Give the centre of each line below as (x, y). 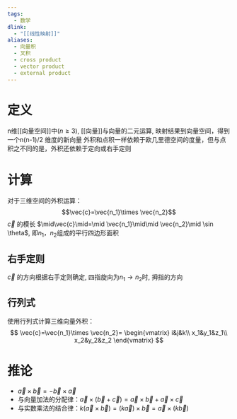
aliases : (20, 40)
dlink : (17, 27)
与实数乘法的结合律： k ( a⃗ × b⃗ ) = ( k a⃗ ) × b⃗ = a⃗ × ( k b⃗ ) (103, 408)
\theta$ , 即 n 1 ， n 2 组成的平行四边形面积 (63, 234)
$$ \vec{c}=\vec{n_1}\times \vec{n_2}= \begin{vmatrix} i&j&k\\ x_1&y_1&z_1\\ (119, 332)
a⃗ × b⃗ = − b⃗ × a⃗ (47, 391)
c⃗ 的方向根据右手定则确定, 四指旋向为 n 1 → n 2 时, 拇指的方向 (95, 278)
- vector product (39, 66)
